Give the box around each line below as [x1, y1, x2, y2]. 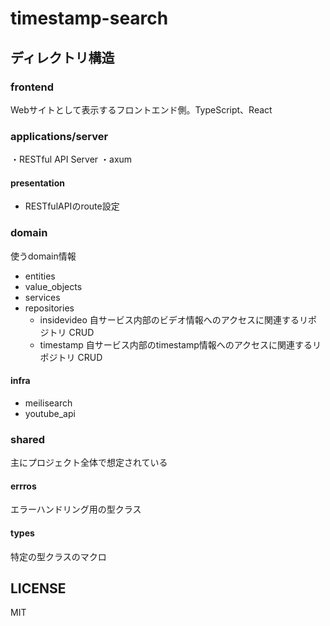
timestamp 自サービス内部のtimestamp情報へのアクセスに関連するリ [39, 338, 322, 351]
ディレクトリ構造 [10, 49, 115, 66]
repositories [24, 302, 75, 314]
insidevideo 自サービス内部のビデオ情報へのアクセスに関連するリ [39, 313, 309, 326]
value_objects [24, 280, 83, 292]
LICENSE [10, 580, 67, 597]
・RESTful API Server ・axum [10, 153, 133, 166]
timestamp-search [10, 7, 169, 30]
